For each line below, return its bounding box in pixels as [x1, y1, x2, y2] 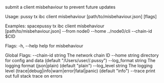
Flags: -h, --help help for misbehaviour [5, 43, 84, 48]
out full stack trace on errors [5, 73, 63, 79]
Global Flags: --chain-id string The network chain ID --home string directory [5, 52, 159, 58]
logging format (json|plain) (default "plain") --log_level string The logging [5, 63, 153, 68]
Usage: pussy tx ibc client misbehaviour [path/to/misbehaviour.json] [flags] [5, 14, 157, 19]
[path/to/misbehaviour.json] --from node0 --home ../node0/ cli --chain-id [5, 28, 153, 34]
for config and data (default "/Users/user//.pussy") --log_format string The [5, 58, 156, 63]
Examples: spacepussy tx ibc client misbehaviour [5, 23, 104, 29]
